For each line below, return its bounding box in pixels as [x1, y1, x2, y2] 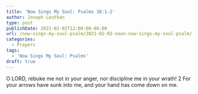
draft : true [6, 58, 36, 64]
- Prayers [11, 42, 36, 48]
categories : [6, 36, 36, 42]
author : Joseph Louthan [6, 14, 65, 20]
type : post [6, 20, 33, 26]
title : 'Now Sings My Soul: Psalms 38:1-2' [6, 8, 116, 15]
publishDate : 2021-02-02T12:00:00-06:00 [6, 25, 108, 32]
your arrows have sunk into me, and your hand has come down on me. [6, 81, 178, 88]
